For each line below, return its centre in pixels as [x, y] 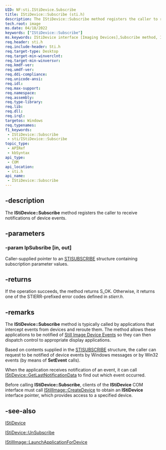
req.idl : [14, 83]
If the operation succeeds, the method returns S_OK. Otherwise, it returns [80, 292]
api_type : [15, 157]
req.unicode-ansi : [24, 79]
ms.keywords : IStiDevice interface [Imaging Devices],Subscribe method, [82, 38]
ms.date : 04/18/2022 [26, 28]
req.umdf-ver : [20, 70]
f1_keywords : [19, 130]
